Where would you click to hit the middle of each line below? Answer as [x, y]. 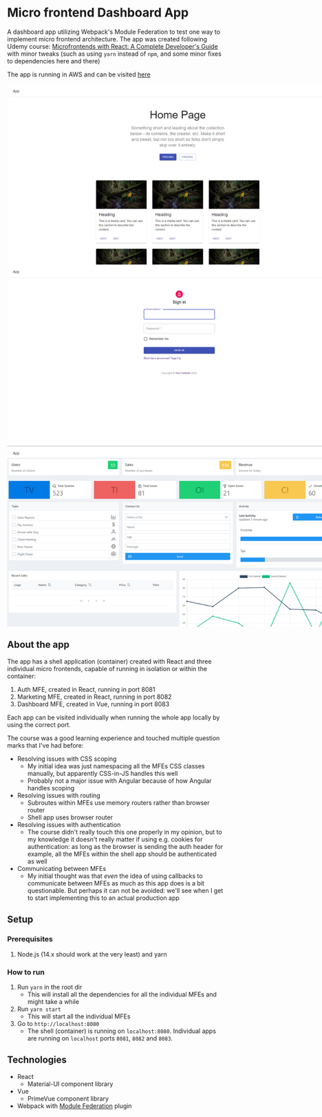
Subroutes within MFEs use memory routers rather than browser [118, 802]
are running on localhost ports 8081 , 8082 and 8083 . [100, 1038]
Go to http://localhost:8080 [58, 1023]
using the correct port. [39, 724]
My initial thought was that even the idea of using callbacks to [115, 876]
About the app [39, 645]
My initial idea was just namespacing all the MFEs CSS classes [116, 766]
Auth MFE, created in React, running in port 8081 [86, 689]
